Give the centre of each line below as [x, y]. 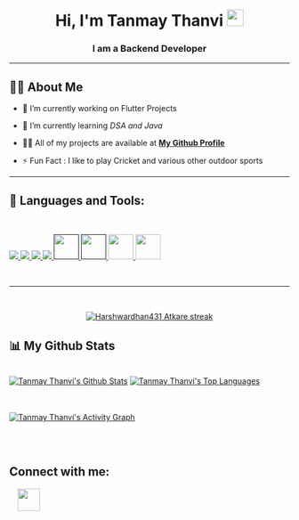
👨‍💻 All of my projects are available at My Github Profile [123, 143]
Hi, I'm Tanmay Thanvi [139, 21]
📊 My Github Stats [62, 346]
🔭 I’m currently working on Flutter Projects [99, 109]
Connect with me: [60, 472]
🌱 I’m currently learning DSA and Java [92, 126]
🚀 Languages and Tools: [77, 200]
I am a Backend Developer [149, 49]
